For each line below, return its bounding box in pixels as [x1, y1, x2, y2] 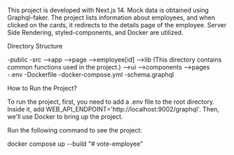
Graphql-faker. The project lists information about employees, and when [7, 13, 216, 22]
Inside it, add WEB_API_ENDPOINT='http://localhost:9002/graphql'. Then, [7, 105, 219, 113]
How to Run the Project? [7, 84, 77, 92]
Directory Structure [7, 42, 63, 50]
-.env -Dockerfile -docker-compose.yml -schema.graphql [7, 70, 174, 79]
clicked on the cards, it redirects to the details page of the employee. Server [7, 21, 227, 29]
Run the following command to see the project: [7, 126, 142, 134]
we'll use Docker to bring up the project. [7, 112, 123, 121]
